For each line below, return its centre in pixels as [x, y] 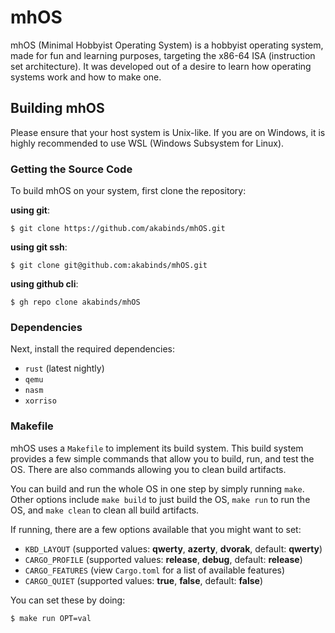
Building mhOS [57, 108]
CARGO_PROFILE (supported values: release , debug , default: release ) [163, 559]
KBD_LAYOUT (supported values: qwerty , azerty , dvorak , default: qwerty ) [173, 548]
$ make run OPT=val [51, 618]
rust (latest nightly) [64, 368]
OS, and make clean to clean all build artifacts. [105, 510]
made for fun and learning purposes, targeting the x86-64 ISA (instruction [163, 55]
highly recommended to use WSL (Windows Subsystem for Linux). [147, 143]
